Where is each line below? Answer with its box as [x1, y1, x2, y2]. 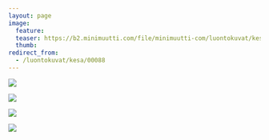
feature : [15, 26, 45, 34]
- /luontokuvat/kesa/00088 [15, 57, 106, 65]
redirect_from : [8, 49, 59, 57]
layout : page [8, 11, 52, 20]
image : [8, 19, 30, 27]
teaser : [15, 34, 42, 42]
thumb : [15, 42, 38, 50]
